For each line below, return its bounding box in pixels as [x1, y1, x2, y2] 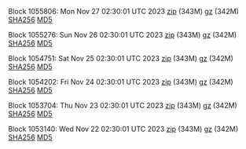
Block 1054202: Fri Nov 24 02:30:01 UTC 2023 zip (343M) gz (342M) [8, 78, 233, 86]
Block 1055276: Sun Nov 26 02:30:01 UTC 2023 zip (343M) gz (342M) [8, 31, 237, 39]
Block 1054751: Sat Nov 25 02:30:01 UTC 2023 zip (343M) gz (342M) [8, 54, 234, 63]
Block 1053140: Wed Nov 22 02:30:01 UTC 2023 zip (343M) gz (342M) [8, 125, 239, 133]
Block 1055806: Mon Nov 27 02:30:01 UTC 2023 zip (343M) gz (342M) [8, 7, 240, 16]
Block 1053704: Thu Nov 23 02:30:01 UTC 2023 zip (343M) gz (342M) [8, 101, 237, 110]
